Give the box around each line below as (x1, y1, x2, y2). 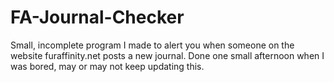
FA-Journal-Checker (10, 6, 185, 29)
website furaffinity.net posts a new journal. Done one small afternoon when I (10, 49, 325, 61)
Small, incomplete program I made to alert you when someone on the (10, 39, 295, 51)
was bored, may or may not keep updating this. (10, 60, 205, 72)
